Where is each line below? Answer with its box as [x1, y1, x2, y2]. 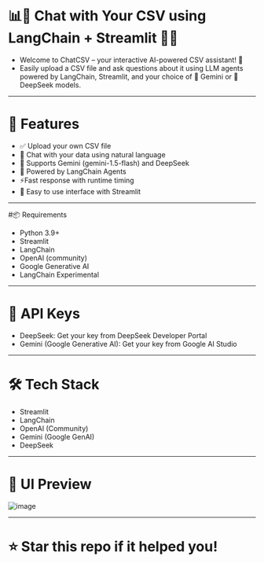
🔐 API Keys [8, 305, 81, 323]
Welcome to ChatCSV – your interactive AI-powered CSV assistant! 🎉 [19, 55, 244, 64]
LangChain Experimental [19, 270, 100, 279]
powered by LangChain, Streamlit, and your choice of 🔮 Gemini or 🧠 [19, 72, 239, 81]
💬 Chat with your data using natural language [19, 149, 167, 159]
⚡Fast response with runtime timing [19, 175, 135, 185]
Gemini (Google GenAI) [19, 432, 95, 441]
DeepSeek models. [19, 80, 81, 90]
